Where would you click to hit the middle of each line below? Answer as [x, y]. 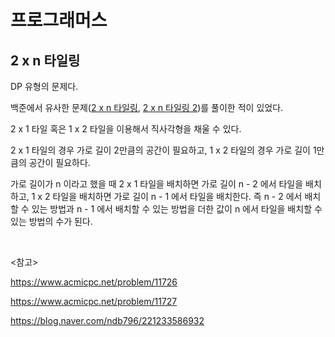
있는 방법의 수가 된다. [51, 221]
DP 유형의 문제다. [44, 86]
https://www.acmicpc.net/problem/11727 [94, 301]
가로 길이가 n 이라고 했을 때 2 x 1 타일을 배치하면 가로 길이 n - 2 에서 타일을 [157, 184]
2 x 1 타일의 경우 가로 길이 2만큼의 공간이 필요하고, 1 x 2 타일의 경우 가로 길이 [160, 150]
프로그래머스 [59, 20]
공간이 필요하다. [59, 162]
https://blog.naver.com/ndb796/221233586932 [107, 320]
